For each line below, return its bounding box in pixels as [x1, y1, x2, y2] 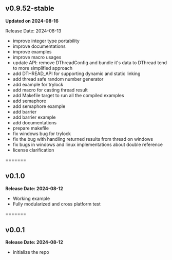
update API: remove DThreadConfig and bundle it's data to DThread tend [12, 59, 167, 66]
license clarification [12, 146, 54, 153]
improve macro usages [12, 54, 62, 60]
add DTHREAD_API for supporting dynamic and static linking [12, 70, 141, 77]
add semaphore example [12, 103, 66, 109]
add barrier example [12, 114, 56, 120]
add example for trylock [12, 81, 64, 87]
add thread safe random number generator [12, 76, 104, 82]
